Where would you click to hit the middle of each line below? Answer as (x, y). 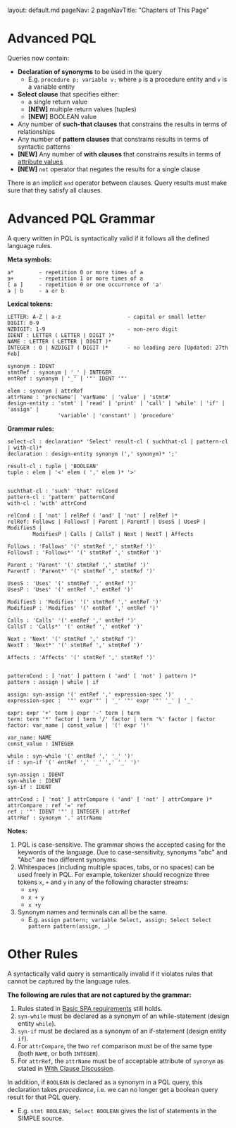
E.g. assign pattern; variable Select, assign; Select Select (120, 919)
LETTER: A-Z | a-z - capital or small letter (107, 317)
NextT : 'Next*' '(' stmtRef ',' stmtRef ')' (75, 645)
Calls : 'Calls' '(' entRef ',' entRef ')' (72, 620)
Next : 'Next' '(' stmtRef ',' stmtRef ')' (72, 639)
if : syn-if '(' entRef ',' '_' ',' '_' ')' (74, 762)
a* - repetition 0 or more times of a (75, 272)
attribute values (40, 161)
